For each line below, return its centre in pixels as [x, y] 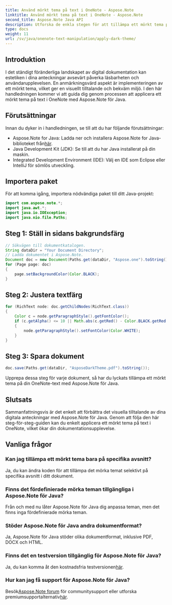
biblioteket [24, 143]
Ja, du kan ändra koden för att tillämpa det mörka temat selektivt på [77, 470]
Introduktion [26, 60]
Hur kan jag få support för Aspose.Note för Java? [68, 580]
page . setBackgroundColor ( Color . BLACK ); [57, 274]
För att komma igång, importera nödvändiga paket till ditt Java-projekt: [80, 194]
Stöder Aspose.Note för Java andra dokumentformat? [74, 525]
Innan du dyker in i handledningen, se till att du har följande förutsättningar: [84, 128]
